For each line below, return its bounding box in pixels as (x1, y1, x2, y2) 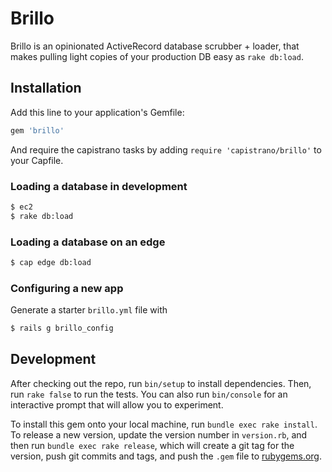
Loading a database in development (10, 179, 188, 193)
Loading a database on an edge (10, 235, 166, 249)
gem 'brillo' (10, 125, 65, 136)
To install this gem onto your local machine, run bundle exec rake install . (10, 418, 318, 430)
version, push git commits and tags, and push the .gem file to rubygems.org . (10, 450, 323, 462)
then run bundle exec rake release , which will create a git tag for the (10, 439, 295, 451)
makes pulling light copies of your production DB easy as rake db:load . (10, 50, 304, 62)
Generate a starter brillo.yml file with (10, 304, 168, 316)
